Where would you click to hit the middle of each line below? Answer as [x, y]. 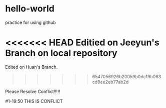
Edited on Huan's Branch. [31, 67]
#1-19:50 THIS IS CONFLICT [34, 101]
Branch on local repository [61, 53]
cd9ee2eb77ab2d [110, 82]
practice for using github [30, 22]
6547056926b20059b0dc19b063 [127, 76]
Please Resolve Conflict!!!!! [33, 91]
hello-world [30, 9]
